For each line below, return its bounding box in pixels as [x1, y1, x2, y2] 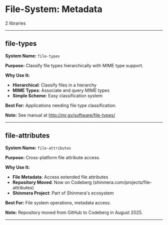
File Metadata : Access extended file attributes [12, 174, 108, 180]
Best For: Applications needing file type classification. [5, 102, 116, 108]
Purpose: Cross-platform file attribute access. [5, 154, 100, 160]
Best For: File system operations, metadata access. [5, 199, 111, 205]
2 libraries [5, 20, 26, 26]
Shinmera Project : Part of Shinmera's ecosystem [12, 190, 114, 196]
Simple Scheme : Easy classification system [12, 92, 102, 98]
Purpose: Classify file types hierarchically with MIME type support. [5, 62, 143, 68]
